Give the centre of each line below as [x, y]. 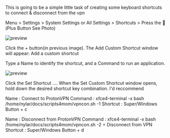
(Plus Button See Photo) [30, 28]
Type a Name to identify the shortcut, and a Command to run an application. [85, 63]
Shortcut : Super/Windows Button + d [45, 130]
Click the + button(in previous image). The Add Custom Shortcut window [82, 48]
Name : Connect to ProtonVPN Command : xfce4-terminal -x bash [75, 98]
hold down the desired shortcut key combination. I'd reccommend [75, 88]
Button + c [16, 109]
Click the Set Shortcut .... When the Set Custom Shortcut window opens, [81, 83]
